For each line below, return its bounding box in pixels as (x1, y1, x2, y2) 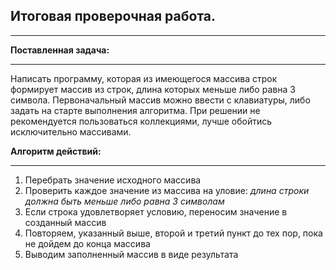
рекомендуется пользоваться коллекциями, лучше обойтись (10, 115, 273, 127)
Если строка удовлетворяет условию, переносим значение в (24, 205, 288, 218)
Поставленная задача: (10, 44, 110, 56)
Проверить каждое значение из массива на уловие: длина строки (24, 184, 310, 196)
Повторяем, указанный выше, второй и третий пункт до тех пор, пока (24, 227, 323, 239)
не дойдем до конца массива (24, 237, 151, 249)
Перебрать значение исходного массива (24, 174, 202, 186)
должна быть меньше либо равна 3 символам (24, 195, 225, 207)
